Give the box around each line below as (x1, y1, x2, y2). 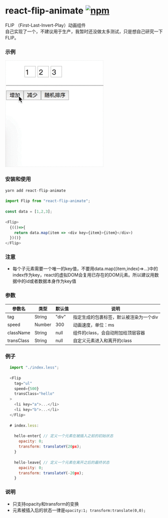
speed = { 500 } (14, 386, 39, 391)
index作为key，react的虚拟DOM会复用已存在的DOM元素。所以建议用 (12, 272, 155, 278)
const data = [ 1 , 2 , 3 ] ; (5, 209, 52, 214)
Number (34, 321, 51, 327)
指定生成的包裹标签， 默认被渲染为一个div (72, 314, 158, 320)
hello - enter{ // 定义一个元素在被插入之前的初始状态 (14, 433, 113, 438)
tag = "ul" (14, 380, 32, 386)
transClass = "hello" (14, 391, 55, 396)
